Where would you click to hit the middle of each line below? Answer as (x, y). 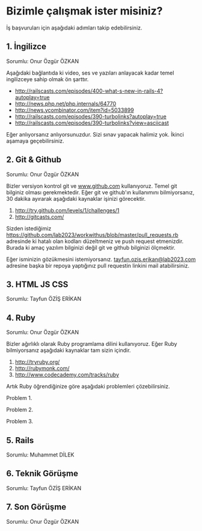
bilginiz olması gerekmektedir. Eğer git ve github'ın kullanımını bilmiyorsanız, (100, 192)
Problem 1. (19, 398)
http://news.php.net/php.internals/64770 (66, 103)
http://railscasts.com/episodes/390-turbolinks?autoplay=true (90, 116)
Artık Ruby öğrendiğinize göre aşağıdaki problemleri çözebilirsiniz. (88, 387)
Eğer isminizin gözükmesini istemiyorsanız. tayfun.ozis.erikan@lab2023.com (101, 259)
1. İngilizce (26, 47)
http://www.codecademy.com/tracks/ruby (67, 375)
